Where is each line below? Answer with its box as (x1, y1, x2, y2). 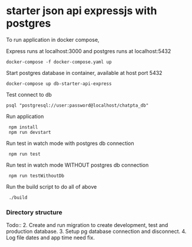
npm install (8, 124, 38, 130)
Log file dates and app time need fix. (6, 234, 95, 241)
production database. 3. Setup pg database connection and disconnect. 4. (6, 228, 187, 235)
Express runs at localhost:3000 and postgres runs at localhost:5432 (6, 47, 171, 54)
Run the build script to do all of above (6, 183, 97, 190)
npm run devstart (8, 129, 51, 135)
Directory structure (6, 208, 63, 216)
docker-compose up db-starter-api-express (6, 81, 112, 87)
